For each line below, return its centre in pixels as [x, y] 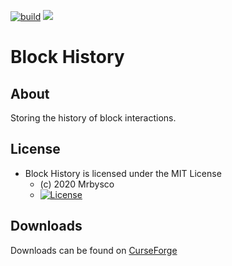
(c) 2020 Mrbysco [77, 184]
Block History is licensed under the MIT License [123, 173]
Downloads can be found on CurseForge [94, 250]
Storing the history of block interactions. [93, 118]
